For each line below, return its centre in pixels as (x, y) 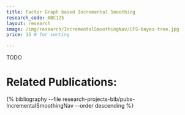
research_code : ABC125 (35, 18)
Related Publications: (62, 82)
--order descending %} (104, 106)
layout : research (28, 23)
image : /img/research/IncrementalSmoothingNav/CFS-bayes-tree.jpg (93, 29)
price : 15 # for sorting (38, 35)
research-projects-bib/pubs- (99, 99)
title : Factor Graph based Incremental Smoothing (71, 12)
